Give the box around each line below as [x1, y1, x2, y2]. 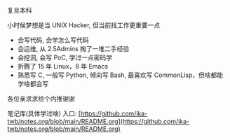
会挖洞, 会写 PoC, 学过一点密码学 [17, 53, 113, 62]
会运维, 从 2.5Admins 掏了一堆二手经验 [17, 45, 130, 52]
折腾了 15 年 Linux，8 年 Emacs [17, 62, 109, 70]
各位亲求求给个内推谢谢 [7, 94, 75, 103]
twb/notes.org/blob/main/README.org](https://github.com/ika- [7, 118, 190, 125]
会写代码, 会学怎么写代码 [17, 36, 89, 44]
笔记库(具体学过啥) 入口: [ [7, 109, 81, 118]
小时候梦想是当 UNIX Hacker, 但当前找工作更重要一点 [7, 21, 161, 29]
